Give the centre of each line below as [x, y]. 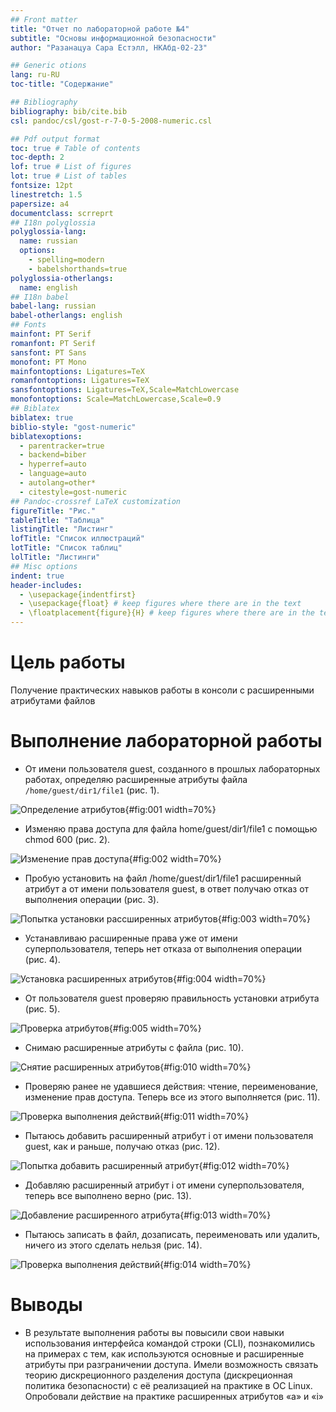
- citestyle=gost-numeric [73, 492]
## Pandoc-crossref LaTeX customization [96, 501]
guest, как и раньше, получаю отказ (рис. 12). [122, 1146]
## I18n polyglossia [53, 222]
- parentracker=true [62, 446]
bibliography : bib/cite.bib [69, 111]
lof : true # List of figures [71, 167]
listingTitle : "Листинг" [62, 529]
